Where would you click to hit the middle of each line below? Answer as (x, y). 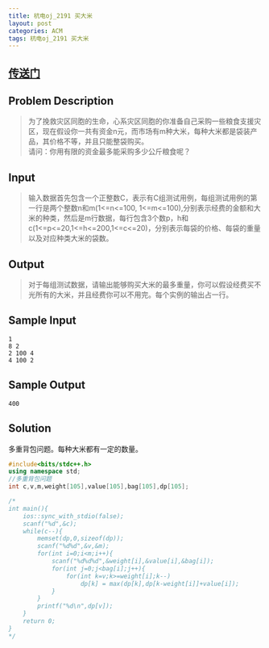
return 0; (39, 621)
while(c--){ (43, 531)
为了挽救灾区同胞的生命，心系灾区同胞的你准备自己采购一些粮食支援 (141, 121)
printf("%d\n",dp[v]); (75, 606)
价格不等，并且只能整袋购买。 (99, 141)
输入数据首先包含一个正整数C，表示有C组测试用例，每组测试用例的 (139, 198)
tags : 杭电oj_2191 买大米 (49, 38)
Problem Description (61, 101)
